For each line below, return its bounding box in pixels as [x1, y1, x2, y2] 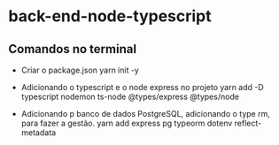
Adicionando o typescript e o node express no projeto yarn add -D [20, 82, 265, 92]
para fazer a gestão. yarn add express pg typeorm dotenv [20, 118, 233, 128]
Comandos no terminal [8, 42, 137, 57]
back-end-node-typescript [8, 6, 212, 27]
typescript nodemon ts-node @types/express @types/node [20, 91, 240, 102]
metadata [20, 127, 57, 138]
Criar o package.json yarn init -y [20, 65, 139, 75]
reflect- [234, 118, 262, 128]
